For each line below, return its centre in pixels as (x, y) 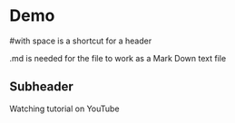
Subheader (42, 87)
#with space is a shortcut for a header (81, 41)
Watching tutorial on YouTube (64, 109)
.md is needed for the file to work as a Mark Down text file (118, 58)
